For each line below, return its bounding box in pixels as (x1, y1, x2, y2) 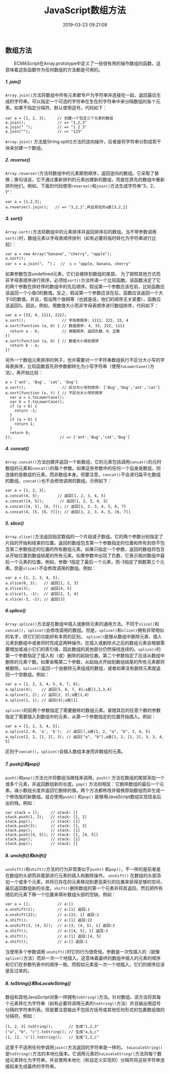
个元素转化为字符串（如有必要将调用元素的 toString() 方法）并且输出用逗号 (5, 1001, 161, 1007)
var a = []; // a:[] (5, 902, 73, 907)
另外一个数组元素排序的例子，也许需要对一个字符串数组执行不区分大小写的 (5, 357, 160, 363)
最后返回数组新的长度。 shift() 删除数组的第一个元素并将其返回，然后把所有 (5, 885, 163, 891)
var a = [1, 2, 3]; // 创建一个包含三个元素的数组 (5, 116, 113, 121)
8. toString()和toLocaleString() (5, 980, 71, 986)
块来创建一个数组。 (5, 145, 46, 151)
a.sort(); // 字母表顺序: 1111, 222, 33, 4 (5, 318, 129, 323)
